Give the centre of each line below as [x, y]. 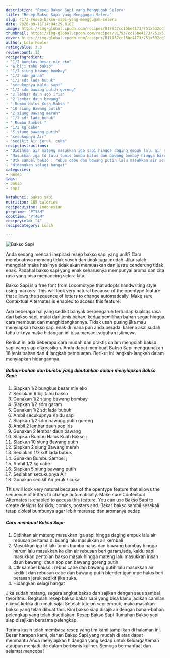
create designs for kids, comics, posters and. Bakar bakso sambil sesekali [82, 505]
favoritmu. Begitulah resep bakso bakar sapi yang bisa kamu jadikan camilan [85, 598]
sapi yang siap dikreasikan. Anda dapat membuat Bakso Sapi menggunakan [84, 348]
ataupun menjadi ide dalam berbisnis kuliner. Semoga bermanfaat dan [78, 646]
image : [13, 29]
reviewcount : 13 [23, 52]
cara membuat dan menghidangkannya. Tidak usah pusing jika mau [76, 322]
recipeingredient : [25, 57]
